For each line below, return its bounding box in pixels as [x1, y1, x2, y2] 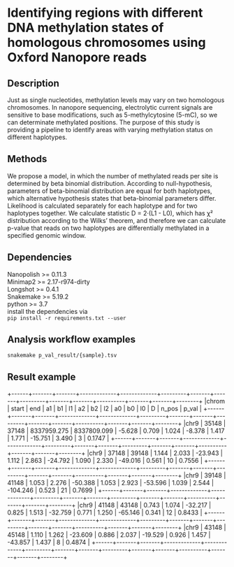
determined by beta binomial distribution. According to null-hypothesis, [7, 179, 212, 187]
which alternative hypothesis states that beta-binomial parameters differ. [7, 194, 217, 202]
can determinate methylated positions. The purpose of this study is [7, 118, 200, 127]
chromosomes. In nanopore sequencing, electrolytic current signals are [7, 103, 213, 111]
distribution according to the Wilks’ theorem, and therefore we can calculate [7, 216, 226, 224]
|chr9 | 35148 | [183, 419, 226, 428]
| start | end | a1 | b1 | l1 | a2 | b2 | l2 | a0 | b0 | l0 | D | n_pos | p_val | [7, 404, 203, 413]
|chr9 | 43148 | [183, 523, 226, 532]
